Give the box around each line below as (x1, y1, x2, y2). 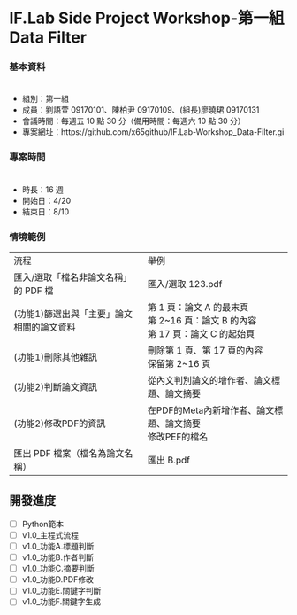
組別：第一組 (21, 94, 69, 105)
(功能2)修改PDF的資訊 (13, 417, 106, 430)
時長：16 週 (21, 183, 65, 195)
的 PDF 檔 (13, 284, 54, 297)
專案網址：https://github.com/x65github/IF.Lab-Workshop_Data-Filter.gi (21, 127, 285, 137)
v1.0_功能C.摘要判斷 (21, 564, 95, 574)
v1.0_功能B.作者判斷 (21, 552, 95, 563)
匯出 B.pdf (147, 454, 190, 466)
